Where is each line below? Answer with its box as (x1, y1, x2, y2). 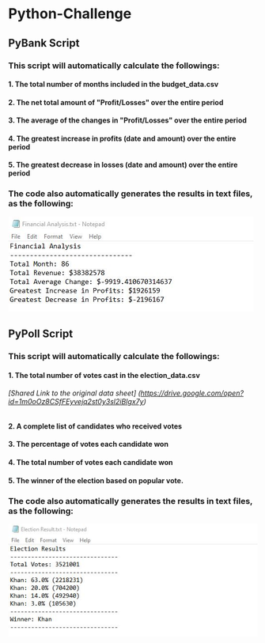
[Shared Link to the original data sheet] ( (8, 388, 141, 398)
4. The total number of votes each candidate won (8, 458, 173, 467)
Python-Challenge (8, 5, 132, 23)
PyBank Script (8, 36, 80, 50)
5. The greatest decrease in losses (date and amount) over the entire (8, 160, 238, 170)
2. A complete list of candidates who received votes (8, 421, 183, 431)
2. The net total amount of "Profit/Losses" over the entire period (8, 97, 224, 107)
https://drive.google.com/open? (140, 388, 244, 398)
